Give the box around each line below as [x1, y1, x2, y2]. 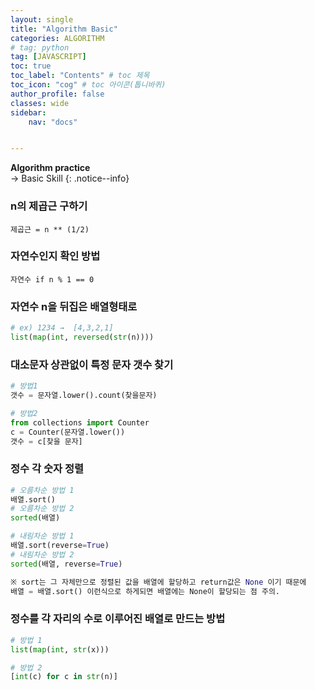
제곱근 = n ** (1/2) [10, 224, 90, 235]
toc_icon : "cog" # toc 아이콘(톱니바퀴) [10, 80, 167, 90]
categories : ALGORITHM [10, 33, 105, 43]
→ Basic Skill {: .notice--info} [10, 172, 130, 185]
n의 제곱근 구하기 [10, 199, 88, 213]
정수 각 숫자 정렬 [10, 462, 84, 476]
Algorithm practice [10, 162, 91, 174]
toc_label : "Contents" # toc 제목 [10, 71, 150, 81]
